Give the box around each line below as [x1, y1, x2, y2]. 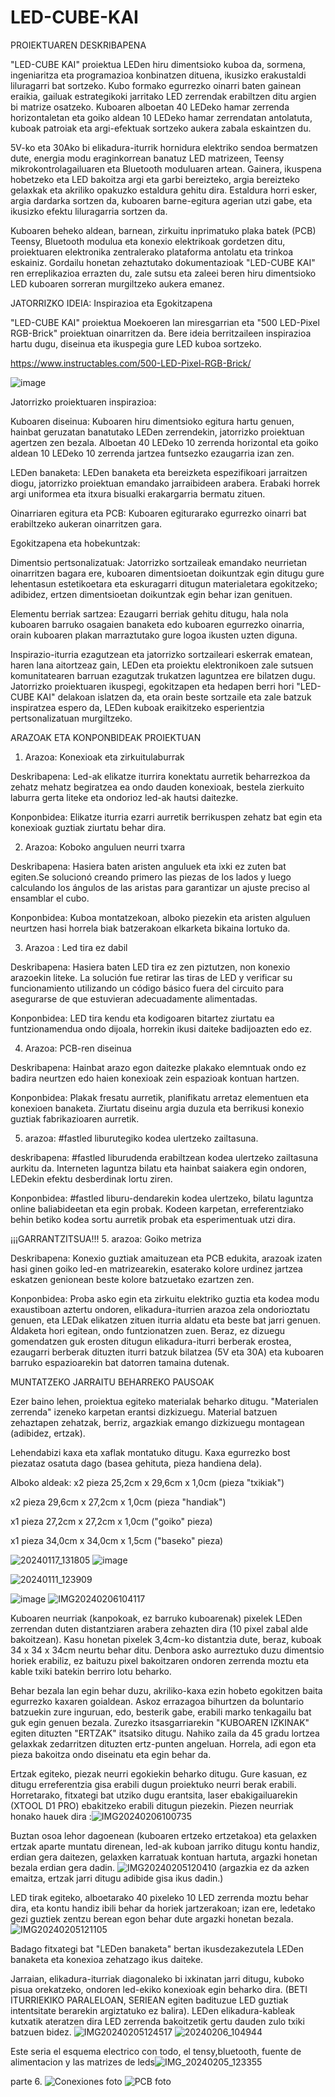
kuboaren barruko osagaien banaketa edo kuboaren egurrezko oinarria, [10, 618, 305, 630]
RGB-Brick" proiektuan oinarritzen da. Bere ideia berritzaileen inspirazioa [10, 327, 312, 339]
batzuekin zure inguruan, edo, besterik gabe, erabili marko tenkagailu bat [10, 1706, 312, 1718]
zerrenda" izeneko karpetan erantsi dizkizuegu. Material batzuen [10, 1406, 278, 1418]
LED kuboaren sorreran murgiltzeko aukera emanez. [10, 277, 225, 290]
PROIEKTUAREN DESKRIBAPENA [10, 39, 147, 51]
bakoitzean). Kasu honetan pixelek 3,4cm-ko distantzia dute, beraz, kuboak [10, 1633, 322, 1645]
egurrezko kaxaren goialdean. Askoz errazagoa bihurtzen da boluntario [10, 1695, 305, 1707]
